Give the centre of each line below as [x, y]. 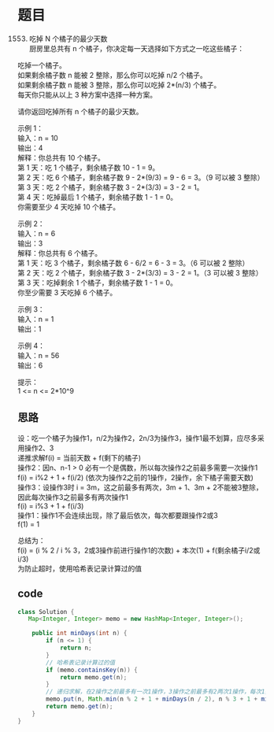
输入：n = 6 [37, 233]
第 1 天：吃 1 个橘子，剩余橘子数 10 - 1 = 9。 [89, 167]
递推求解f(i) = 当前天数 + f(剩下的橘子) [80, 457]
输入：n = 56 [39, 355]
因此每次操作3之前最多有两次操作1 [73, 497]
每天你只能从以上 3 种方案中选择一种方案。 [87, 94]
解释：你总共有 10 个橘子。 [61, 157]
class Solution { [46, 612]
